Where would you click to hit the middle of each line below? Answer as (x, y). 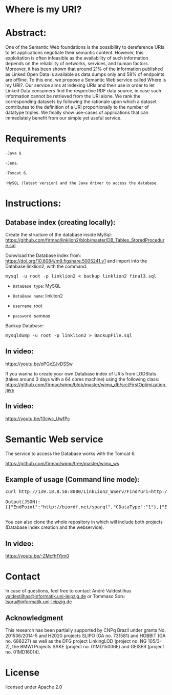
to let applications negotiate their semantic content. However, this (74, 53)
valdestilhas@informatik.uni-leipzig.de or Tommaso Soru (65, 597)
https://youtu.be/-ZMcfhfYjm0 (37, 556)
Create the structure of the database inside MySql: (59, 235)
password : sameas (31, 316)
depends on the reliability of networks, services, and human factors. (77, 64)
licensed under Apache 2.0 (34, 687)
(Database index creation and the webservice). (55, 527)
